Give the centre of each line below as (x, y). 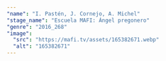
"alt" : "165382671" (42, 46)
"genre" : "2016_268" (37, 27)
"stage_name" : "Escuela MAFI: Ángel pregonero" (78, 20)
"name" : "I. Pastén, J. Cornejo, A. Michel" (73, 14)
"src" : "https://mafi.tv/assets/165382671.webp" (86, 40)
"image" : (20, 33)
